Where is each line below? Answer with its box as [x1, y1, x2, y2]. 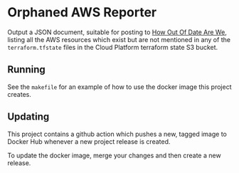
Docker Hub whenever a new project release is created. [7, 137, 171, 146]
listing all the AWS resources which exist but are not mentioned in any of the [7, 35, 231, 43]
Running [7, 63, 46, 75]
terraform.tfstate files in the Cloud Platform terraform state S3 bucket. [7, 43, 218, 51]
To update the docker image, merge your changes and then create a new [7, 151, 222, 159]
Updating [7, 111, 50, 123]
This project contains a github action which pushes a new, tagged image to [7, 130, 228, 138]
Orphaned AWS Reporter [7, 4, 157, 21]
